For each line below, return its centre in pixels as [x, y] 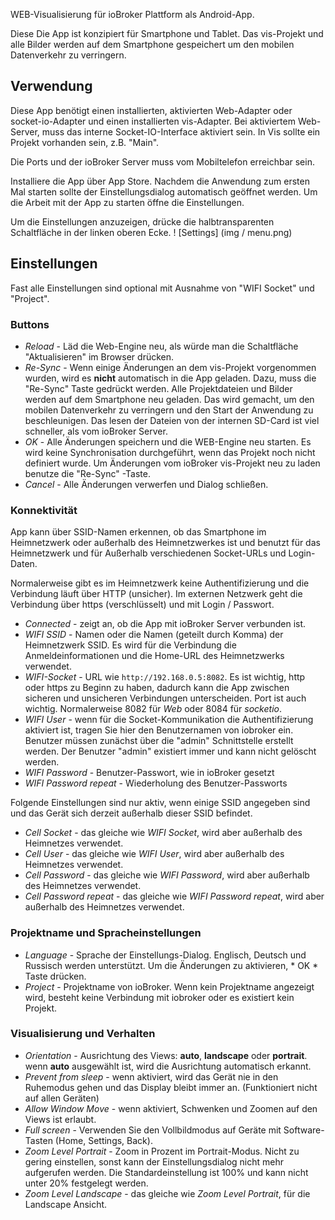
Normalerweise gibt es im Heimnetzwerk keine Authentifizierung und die [160, 583]
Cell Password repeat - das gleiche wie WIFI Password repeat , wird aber [174, 896]
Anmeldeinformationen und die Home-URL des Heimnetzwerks [154, 656]
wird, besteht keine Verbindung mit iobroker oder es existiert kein [159, 997]
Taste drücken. [55, 976]
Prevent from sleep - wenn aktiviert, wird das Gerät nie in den [151, 1076]
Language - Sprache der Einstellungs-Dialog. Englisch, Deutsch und [165, 955]
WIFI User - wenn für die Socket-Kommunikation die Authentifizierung [169, 720]
